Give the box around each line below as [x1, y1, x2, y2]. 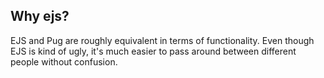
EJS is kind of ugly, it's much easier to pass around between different [10, 45, 297, 57]
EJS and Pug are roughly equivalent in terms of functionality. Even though [10, 34, 315, 46]
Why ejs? [10, 8, 70, 25]
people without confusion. [10, 55, 118, 68]
